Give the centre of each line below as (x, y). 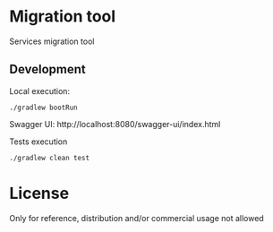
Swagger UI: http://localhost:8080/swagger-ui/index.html (115, 124)
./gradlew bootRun (43, 107)
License (39, 193)
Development (48, 69)
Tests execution (38, 142)
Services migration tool (52, 41)
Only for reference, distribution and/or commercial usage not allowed (136, 218)
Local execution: (39, 90)
